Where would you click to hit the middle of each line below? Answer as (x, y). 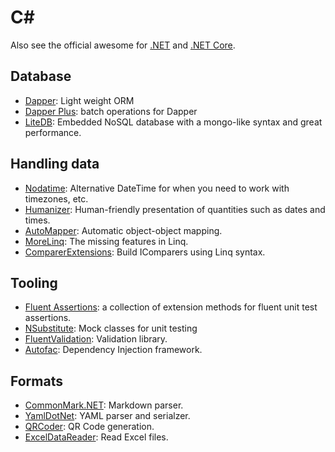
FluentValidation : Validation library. (96, 339)
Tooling (34, 282)
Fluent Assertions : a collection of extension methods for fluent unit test (171, 307)
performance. (53, 132)
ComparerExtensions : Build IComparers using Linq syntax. (145, 252)
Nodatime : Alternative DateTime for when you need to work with (157, 188)
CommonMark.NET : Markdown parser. (104, 405)
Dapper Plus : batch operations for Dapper (111, 111)
